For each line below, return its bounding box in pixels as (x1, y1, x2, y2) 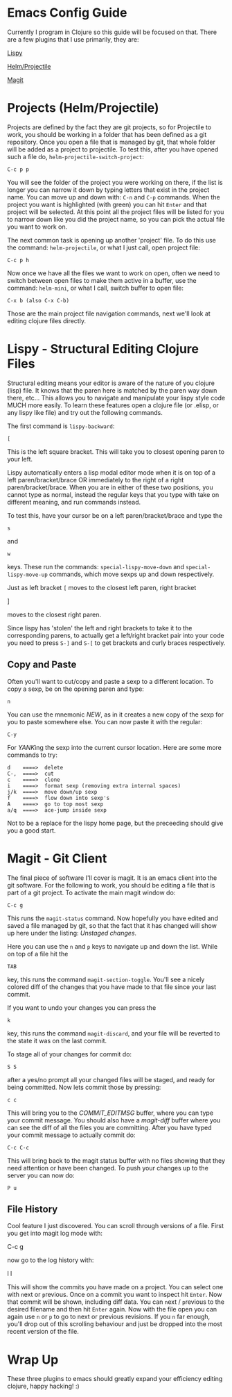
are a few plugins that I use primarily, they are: (7, 35, 140, 43)
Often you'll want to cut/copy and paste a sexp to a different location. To (7, 677, 213, 685)
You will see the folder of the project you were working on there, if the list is (7, 178, 223, 186)
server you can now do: (7, 1171, 75, 1179)
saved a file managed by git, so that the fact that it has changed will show (7, 921, 217, 929)
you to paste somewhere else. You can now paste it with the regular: (7, 717, 203, 726)
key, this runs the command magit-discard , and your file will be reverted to (7, 1029, 220, 1037)
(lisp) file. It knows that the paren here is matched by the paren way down (7, 386, 217, 394)
